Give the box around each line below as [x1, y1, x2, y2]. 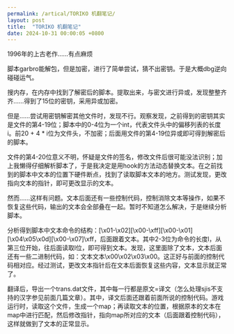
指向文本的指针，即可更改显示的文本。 [7, 179, 117, 187]
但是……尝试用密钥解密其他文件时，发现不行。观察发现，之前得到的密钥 [7, 112, 214, 120]
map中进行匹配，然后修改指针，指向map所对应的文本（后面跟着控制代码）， [7, 311, 225, 319]
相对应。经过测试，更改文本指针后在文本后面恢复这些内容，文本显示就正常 [13, 261, 227, 270]
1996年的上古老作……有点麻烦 [7, 50, 93, 58]
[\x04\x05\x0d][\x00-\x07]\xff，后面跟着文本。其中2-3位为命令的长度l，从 [7, 235, 221, 243]
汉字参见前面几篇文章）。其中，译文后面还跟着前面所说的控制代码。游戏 [19, 293, 224, 302]
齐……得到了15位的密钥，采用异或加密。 [7, 97, 122, 106]
